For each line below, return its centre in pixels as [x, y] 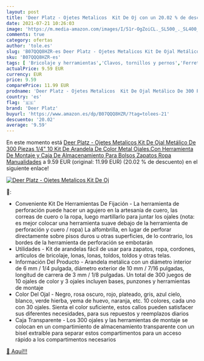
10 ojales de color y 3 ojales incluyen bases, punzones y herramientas [103, 281]
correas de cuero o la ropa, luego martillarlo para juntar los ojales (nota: [105, 217]
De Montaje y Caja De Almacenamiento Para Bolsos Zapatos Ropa [89, 155]
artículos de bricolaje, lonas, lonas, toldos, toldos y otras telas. [93, 256]
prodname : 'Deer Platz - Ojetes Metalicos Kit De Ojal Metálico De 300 [100, 91]
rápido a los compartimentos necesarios [66, 340]
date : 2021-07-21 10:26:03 [40, 23]
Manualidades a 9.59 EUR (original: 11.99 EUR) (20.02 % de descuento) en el [102, 162]
